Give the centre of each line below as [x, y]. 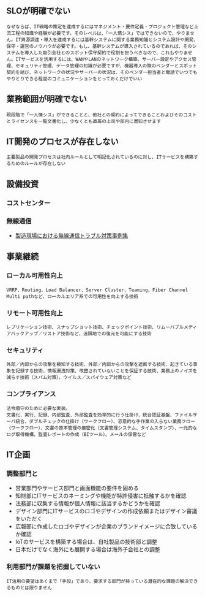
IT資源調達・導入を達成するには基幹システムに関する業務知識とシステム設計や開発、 [107, 40]
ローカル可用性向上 [35, 276]
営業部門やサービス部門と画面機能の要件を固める [77, 488]
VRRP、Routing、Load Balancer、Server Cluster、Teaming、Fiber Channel [97, 290]
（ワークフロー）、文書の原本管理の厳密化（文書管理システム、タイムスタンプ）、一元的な [102, 428]
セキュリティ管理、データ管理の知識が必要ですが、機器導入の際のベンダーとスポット [106, 66]
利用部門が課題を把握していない [53, 567]
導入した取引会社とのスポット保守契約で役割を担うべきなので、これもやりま [106, 53]
